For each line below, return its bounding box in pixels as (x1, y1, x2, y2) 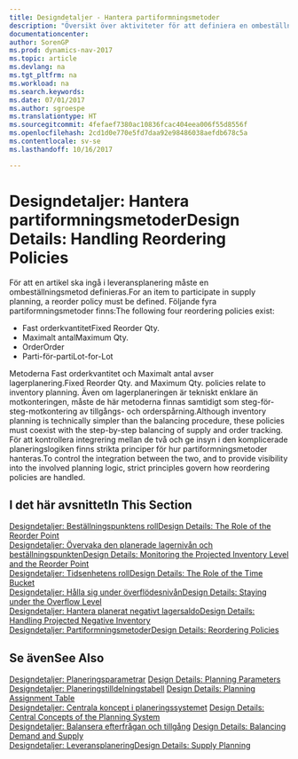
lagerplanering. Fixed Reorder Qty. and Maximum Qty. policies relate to (9, 377, 266, 388)
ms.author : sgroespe (9, 104, 86, 113)
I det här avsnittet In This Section (9, 497, 192, 512)
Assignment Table (9, 693, 75, 704)
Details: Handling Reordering (9, 228, 226, 249)
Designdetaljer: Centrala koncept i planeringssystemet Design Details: (9, 702, 264, 713)
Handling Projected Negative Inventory (9, 615, 151, 626)
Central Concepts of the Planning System (9, 712, 161, 723)
